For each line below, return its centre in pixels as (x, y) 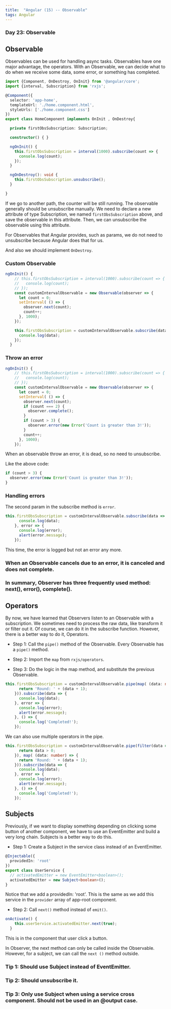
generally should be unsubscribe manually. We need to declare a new (78, 209)
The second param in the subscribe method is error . (61, 507)
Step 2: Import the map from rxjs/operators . (58, 659)
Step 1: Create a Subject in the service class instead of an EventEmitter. (87, 847)
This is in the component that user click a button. (56, 938)
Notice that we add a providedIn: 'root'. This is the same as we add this (80, 894)
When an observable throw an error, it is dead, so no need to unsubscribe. (83, 454)
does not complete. (30, 569)
